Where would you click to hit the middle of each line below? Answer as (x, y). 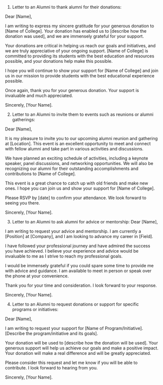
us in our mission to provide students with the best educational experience (80, 76)
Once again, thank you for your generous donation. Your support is (72, 90)
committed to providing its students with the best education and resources (80, 56)
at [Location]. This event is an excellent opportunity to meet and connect (78, 144)
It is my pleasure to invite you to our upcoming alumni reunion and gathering (81, 138)
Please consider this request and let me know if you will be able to (71, 363)
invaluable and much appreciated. (39, 95)
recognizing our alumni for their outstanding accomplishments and (72, 168)
